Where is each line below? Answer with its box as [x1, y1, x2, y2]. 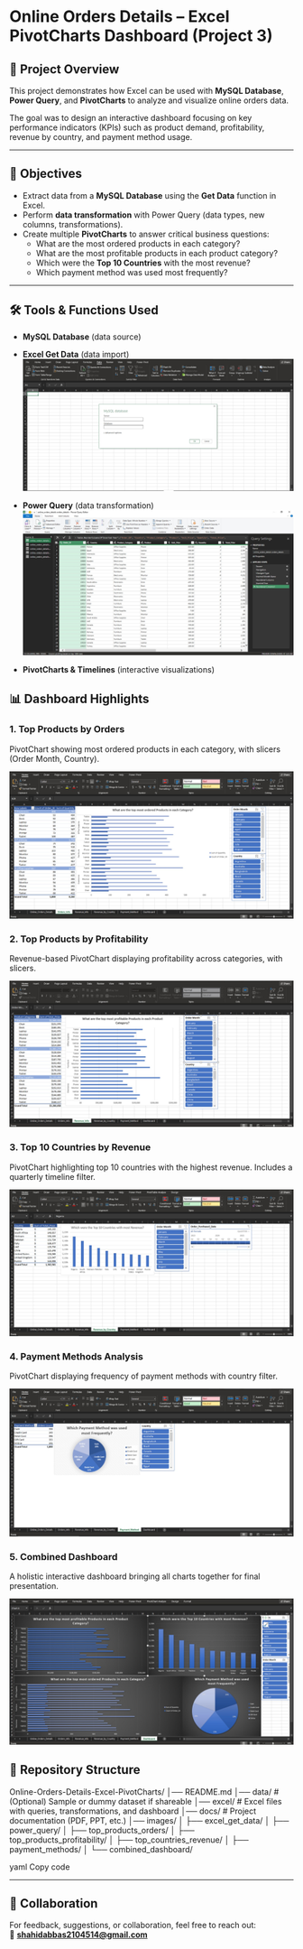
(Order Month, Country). [9, 753, 100, 764]
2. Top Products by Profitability [9, 933, 149, 945]
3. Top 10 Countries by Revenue [9, 1141, 151, 1154]
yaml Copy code [9, 1861, 70, 1872]
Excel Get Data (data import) [22, 348, 130, 359]
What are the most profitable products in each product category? [35, 247, 278, 258]
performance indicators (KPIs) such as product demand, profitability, [9, 122, 265, 133]
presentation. [9, 1580, 59, 1591]
